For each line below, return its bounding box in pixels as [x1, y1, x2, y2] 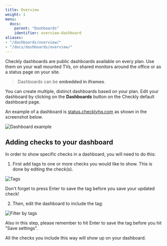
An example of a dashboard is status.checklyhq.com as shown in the [5, 108, 147, 114]
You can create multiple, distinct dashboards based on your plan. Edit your [5, 88, 159, 94]
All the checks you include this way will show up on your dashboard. [5, 235, 146, 241]
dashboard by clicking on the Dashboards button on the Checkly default [5, 93, 155, 99]
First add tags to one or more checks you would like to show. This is [12, 161, 152, 167]
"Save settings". [5, 225, 38, 231]
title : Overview [5, 7, 39, 12]
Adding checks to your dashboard [5, 138, 113, 146]
